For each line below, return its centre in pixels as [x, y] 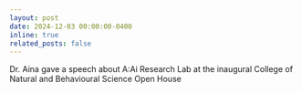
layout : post [34, 18]
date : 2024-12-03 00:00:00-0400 [71, 26]
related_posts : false [51, 43]
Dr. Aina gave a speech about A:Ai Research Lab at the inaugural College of [151, 69]
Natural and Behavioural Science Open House [96, 79]
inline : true [34, 35]
